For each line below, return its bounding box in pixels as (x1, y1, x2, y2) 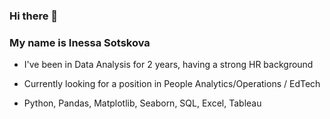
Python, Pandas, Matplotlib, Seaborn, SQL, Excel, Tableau (23, 97, 262, 109)
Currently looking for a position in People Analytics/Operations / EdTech (23, 78, 321, 90)
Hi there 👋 (9, 9, 59, 23)
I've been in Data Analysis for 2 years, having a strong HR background (23, 59, 314, 71)
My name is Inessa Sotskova (9, 35, 151, 49)
